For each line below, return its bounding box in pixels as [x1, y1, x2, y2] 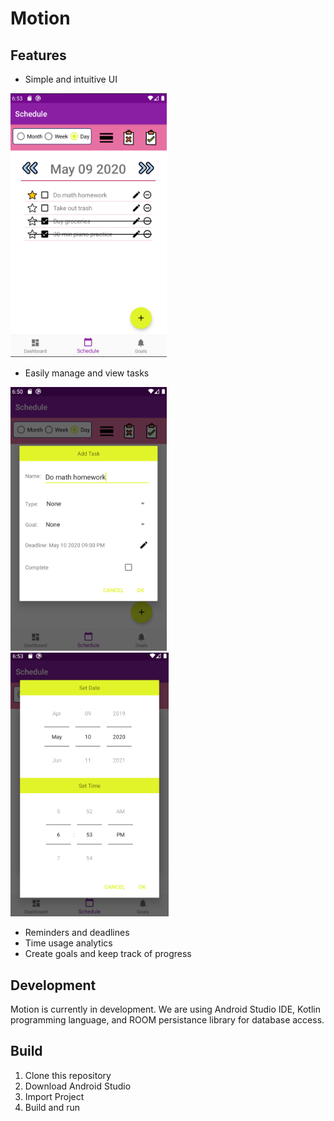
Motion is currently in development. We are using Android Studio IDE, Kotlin [10, 1003, 321, 1015]
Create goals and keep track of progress [24, 948, 192, 960]
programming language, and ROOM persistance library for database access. [10, 1013, 325, 1026]
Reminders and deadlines [24, 927, 130, 939]
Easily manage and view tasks [24, 367, 150, 379]
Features [10, 47, 67, 64]
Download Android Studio [24, 1080, 132, 1092]
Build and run [24, 1101, 80, 1113]
